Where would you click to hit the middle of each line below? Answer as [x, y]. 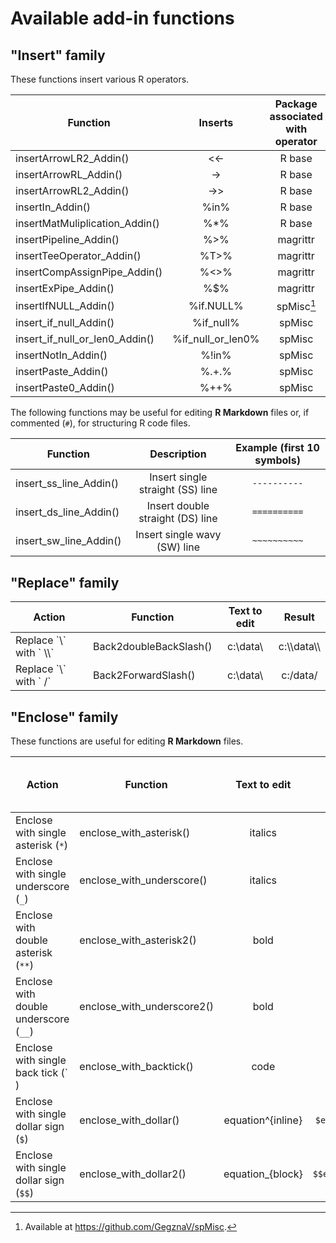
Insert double [178, 506]
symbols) [277, 460]
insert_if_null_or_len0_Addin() [85, 339]
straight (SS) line [178, 490]
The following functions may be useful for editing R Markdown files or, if [160, 413]
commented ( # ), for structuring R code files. [100, 423]
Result [299, 617]
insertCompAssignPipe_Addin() [89, 272]
